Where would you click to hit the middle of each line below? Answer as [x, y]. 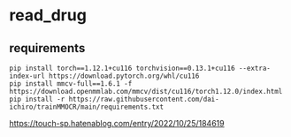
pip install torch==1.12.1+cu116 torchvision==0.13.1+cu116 [123, 68]
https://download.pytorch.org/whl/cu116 [124, 76]
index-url [27, 76]
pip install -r [37, 99]
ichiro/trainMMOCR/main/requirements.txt [87, 107]
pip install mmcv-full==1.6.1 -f [71, 84]
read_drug [48, 15]
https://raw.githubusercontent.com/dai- [144, 99]
